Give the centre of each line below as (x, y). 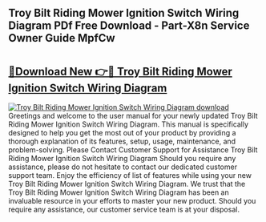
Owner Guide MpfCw (62, 38)
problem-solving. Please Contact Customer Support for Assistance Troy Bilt (133, 150)
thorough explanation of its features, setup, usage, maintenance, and (122, 141)
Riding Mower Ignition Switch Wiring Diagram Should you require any (122, 158)
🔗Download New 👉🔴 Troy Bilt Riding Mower (120, 71)
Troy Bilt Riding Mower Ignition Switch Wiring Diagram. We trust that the (127, 184)
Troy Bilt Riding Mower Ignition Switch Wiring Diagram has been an (119, 192)
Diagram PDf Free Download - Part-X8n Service (129, 26)
